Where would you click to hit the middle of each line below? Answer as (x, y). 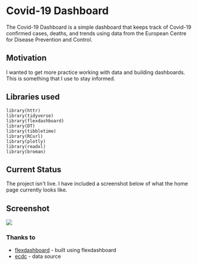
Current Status (34, 170)
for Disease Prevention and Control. (49, 39)
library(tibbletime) (31, 131)
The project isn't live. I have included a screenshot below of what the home (97, 184)
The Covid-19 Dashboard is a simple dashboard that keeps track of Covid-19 (99, 27)
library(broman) (26, 152)
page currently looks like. (37, 190)
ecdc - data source (38, 256)
